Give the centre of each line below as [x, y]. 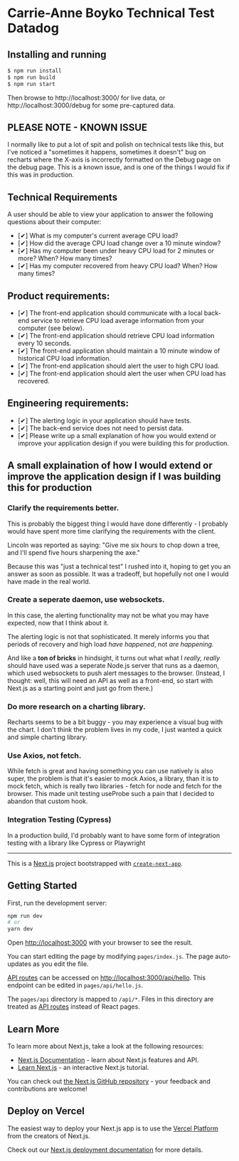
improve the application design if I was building [114, 477]
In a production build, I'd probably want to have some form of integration [114, 835]
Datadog [33, 28]
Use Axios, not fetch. [44, 756]
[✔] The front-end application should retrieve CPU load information [116, 336]
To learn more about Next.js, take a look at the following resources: [106, 1046]
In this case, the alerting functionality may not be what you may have [108, 615]
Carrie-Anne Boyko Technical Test [111, 13]
